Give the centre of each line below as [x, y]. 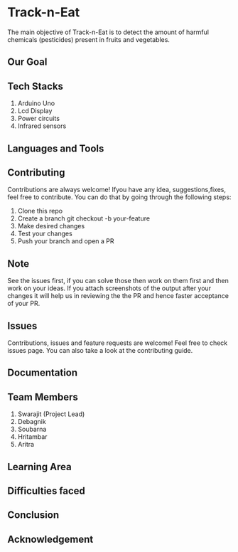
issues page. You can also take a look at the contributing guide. [100, 350]
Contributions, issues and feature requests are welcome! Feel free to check [118, 343]
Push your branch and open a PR [66, 241]
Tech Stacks [36, 86]
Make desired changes [51, 226]
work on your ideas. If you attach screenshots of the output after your [109, 288]
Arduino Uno [36, 103]
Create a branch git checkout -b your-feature [84, 218]
